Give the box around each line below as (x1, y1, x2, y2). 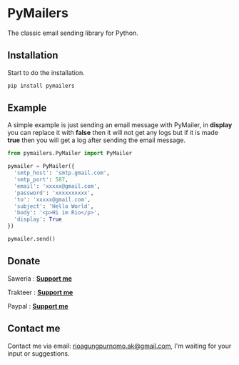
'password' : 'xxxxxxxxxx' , (14, 189, 94, 196)
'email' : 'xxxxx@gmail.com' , (14, 182, 101, 190)
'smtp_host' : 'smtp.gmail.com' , (14, 169, 111, 176)
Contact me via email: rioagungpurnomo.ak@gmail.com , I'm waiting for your (7, 341, 232, 350)
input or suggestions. (7, 349, 70, 358)
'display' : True (14, 216, 62, 223)
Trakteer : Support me (7, 288, 73, 296)
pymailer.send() (7, 236, 56, 243)
